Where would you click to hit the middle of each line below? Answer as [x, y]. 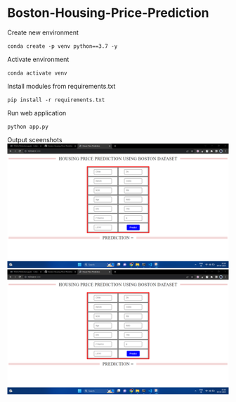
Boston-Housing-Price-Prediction [108, 13]
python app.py [28, 127]
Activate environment [38, 59]
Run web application [37, 113]
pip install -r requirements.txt [56, 100]
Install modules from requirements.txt [61, 86]
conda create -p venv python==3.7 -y [63, 46]
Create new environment [43, 32]
